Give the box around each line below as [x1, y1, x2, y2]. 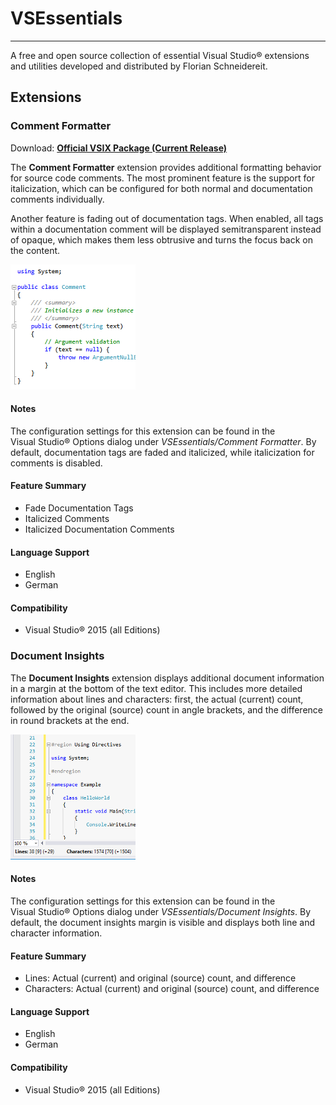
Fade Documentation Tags [24, 502, 134, 514]
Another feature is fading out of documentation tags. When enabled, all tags [10, 212, 324, 224]
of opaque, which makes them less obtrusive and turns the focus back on [10, 233, 314, 246]
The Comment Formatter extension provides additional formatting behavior [10, 161, 322, 173]
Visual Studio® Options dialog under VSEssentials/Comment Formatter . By [10, 435, 317, 447]
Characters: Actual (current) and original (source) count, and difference [24, 983, 320, 995]
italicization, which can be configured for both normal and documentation [10, 182, 313, 194]
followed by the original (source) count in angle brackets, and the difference [10, 703, 323, 716]
